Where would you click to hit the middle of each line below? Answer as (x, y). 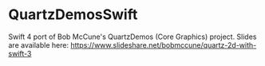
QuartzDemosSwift (73, 15)
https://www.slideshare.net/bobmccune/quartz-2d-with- (164, 45)
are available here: (39, 45)
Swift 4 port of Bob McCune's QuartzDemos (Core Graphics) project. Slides (132, 37)
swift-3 (20, 53)
